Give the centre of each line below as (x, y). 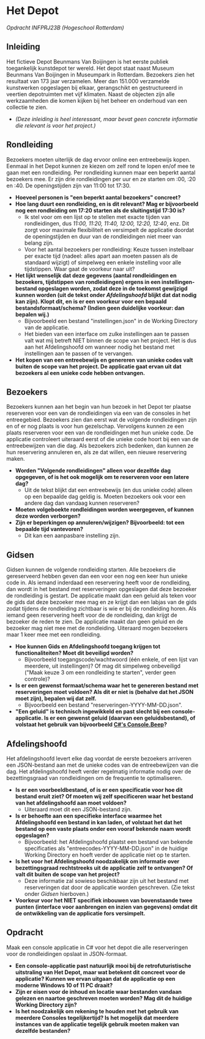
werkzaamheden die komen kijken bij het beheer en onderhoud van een (97, 100)
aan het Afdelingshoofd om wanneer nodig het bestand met (99, 347)
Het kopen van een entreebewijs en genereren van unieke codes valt (104, 360)
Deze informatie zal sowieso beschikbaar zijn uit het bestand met (106, 881)
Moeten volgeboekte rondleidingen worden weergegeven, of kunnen (104, 510)
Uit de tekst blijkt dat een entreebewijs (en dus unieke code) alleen (108, 490)
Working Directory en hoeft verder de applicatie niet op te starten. (107, 855)
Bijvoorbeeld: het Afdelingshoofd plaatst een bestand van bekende (108, 842)
